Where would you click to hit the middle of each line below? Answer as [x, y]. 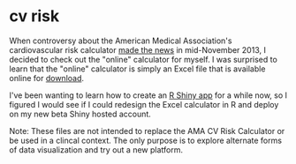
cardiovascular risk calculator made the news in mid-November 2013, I [138, 49]
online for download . [47, 78]
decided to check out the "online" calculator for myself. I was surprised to [144, 59]
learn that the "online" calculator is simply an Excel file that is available [137, 69]
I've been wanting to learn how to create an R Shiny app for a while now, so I [148, 95]
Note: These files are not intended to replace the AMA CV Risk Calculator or [147, 130]
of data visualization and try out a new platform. [96, 149]
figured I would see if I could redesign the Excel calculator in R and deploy [144, 104]
